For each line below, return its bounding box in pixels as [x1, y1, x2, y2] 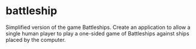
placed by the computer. [5, 36, 67, 43]
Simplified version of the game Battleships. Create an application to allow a [5, 24, 191, 31]
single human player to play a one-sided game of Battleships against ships [5, 30, 189, 37]
